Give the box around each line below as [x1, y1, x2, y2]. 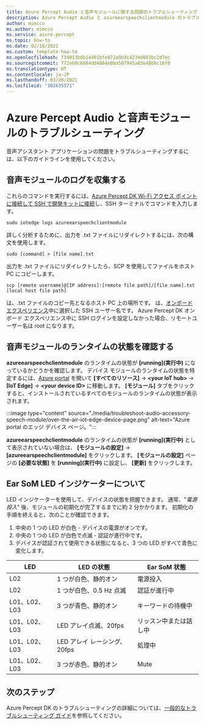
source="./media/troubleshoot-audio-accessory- [68, 409, 191, 417]
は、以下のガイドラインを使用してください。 [6, 155, 119, 162]
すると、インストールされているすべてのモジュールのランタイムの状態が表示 [6, 389, 197, 397]
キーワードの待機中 [137, 602, 193, 610]
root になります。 [34, 322, 78, 329]
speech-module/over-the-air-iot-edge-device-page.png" [6, 416, 151, 423]
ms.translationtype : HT [6, 65, 67, 72]
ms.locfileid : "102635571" [6, 83, 75, 89]
